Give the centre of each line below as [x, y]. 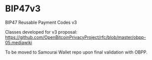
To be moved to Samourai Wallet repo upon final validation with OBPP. [76, 52]
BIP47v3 [23, 9]
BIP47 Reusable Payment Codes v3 [41, 22]
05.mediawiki [19, 42]
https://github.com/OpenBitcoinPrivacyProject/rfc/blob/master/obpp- [76, 37]
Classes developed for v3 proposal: [41, 32]
